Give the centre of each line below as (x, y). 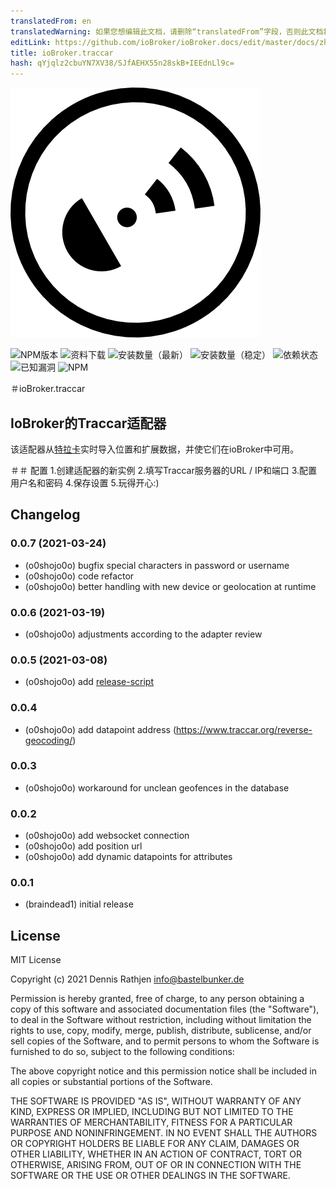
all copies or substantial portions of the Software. (111, 1082)
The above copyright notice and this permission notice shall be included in (163, 1071)
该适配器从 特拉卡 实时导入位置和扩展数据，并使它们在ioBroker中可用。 (155, 449)
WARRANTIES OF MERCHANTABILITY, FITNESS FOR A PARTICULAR (151, 1122)
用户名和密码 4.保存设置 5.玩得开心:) (85, 482)
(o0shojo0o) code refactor (79, 576)
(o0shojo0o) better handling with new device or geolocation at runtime (170, 586)
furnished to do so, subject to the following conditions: (122, 1052)
